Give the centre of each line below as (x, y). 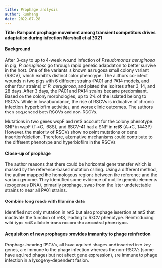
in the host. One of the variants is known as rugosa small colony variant (77, 70)
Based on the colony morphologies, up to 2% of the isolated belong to (76, 96)
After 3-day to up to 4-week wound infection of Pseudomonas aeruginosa (80, 60)
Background (18, 49)
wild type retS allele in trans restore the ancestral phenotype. (67, 223)
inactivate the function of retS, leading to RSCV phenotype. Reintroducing (79, 217)
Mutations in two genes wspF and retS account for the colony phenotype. (79, 121)
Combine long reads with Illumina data (45, 201)
